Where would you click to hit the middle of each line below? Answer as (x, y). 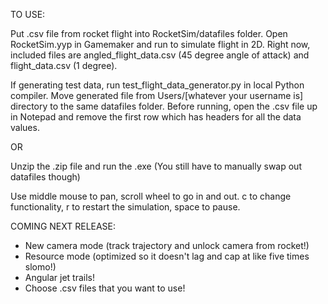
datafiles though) (45, 177)
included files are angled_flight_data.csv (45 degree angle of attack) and (160, 55)
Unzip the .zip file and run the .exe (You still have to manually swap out (156, 166)
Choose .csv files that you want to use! (105, 288)
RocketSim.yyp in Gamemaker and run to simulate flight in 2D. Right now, (160, 44)
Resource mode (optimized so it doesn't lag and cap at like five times (167, 256)
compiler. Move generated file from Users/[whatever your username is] (157, 95)
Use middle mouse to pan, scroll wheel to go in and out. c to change (151, 196)
